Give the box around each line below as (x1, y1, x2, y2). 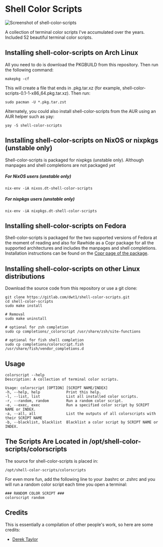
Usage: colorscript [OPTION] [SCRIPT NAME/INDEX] (5, 385, 108, 391)
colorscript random (5, 495, 45, 500)
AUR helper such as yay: (5, 113, 55, 119)
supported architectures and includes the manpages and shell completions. (5, 245, 157, 251)
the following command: (5, 67, 54, 73)
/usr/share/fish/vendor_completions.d (5, 346, 84, 351)
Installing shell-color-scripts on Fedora (5, 222, 126, 230)
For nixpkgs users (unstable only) (5, 196, 75, 202)
